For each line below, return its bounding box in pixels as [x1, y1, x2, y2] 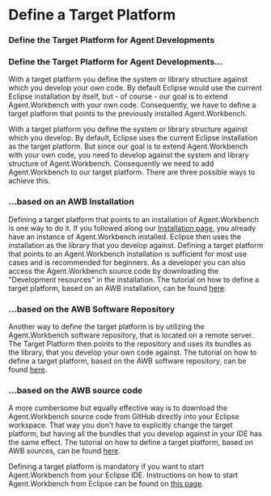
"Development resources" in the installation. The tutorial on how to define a [8, 275, 260, 284]
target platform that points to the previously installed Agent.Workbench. [8, 109, 248, 119]
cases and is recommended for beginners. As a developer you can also [8, 257, 246, 267]
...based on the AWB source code [8, 385, 143, 396]
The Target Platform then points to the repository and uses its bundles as [8, 339, 252, 348]
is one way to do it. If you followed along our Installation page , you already [8, 223, 256, 233]
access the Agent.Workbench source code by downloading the [8, 266, 219, 275]
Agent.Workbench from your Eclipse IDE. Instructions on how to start [8, 470, 239, 480]
